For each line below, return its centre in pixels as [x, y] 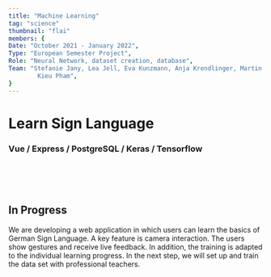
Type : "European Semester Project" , [70, 53]
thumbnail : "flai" [39, 31]
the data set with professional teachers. [74, 264]
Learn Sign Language [81, 123]
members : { [27, 38]
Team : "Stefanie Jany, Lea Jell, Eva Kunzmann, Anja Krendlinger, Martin [135, 69]
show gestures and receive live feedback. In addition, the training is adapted [135, 246]
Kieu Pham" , [58, 76]
